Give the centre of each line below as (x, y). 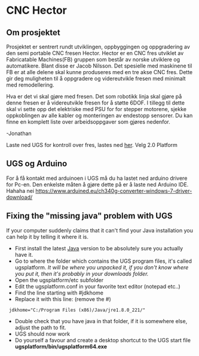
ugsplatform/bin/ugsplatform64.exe (61, 346)
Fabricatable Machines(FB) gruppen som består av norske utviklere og (93, 59)
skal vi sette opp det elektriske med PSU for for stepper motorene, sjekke (97, 109)
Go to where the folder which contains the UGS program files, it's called (103, 261)
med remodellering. (30, 85)
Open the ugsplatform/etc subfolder (59, 280)
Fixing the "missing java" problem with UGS (89, 216)
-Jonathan (19, 133)
